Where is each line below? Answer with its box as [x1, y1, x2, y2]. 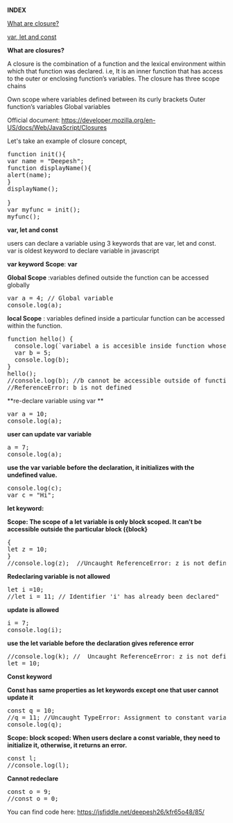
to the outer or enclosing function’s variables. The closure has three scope [7, 74, 220, 83]
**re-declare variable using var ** [7, 397, 104, 405]
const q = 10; [7, 707, 55, 714]
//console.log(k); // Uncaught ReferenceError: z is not [7, 652, 209, 660]
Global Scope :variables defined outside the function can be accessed [7, 273, 209, 282]
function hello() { [7, 335, 74, 343]
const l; [7, 754, 37, 762]
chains [7, 82, 26, 90]
